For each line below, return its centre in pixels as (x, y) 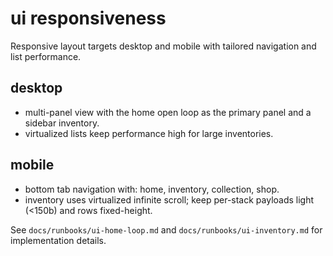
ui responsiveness (88, 18)
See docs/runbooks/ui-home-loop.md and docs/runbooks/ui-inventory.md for (166, 229)
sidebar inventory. (62, 123)
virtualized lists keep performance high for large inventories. (149, 133)
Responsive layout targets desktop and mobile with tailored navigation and (163, 46)
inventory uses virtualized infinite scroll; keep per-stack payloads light (169, 199)
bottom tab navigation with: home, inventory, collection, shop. (152, 189)
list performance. (46, 56)
